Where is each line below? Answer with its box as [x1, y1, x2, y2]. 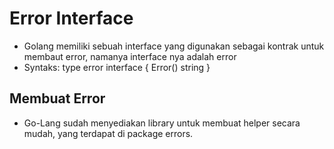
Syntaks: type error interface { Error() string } [23, 61, 211, 73]
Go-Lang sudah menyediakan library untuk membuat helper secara [23, 117, 301, 129]
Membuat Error [9, 90, 106, 107]
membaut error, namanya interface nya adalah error [23, 50, 237, 62]
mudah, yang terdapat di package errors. [23, 127, 194, 139]
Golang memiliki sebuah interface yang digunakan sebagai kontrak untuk [23, 40, 325, 52]
